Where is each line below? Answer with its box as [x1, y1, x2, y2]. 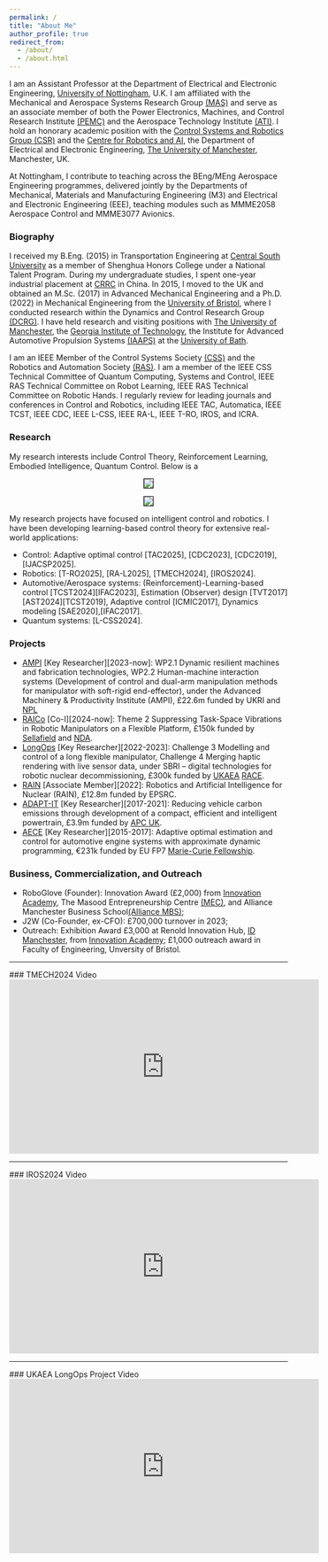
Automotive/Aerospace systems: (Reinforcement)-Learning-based [21, 577, 263, 588]
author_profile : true [9, 29, 89, 38]
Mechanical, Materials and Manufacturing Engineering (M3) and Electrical [9, 189, 278, 200]
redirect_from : [9, 37, 65, 47]
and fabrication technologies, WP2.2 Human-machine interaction [21, 666, 259, 677]
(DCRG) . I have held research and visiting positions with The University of [9, 316, 277, 328]
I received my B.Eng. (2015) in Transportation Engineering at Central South [9, 251, 281, 261]
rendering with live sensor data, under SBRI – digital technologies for [21, 761, 272, 771]
